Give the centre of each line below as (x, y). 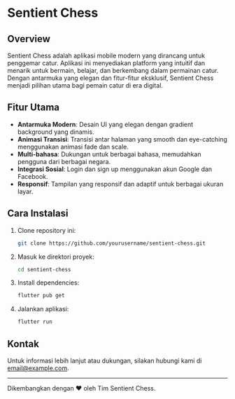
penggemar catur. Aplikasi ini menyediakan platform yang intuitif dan (106, 63)
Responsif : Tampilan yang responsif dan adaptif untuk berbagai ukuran (120, 184)
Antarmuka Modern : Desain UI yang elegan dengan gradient (105, 124)
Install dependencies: (48, 283)
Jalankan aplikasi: (43, 309)
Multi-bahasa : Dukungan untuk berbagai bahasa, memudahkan (109, 154)
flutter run (35, 322)
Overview (29, 39)
